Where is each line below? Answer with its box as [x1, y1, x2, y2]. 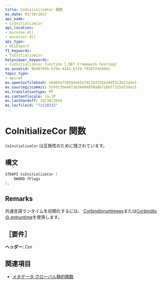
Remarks [5, 194, 33, 203]
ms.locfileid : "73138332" [5, 103, 58, 108]
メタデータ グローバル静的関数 [12, 273, 74, 280]
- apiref [5, 76, 23, 80]
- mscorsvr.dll [5, 35, 36, 40]
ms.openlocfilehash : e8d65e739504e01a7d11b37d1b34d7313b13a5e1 [5, 80, 137, 85]
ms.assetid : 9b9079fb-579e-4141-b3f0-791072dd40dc [5, 67, 111, 72]
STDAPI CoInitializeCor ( [5, 172, 58, 177]
